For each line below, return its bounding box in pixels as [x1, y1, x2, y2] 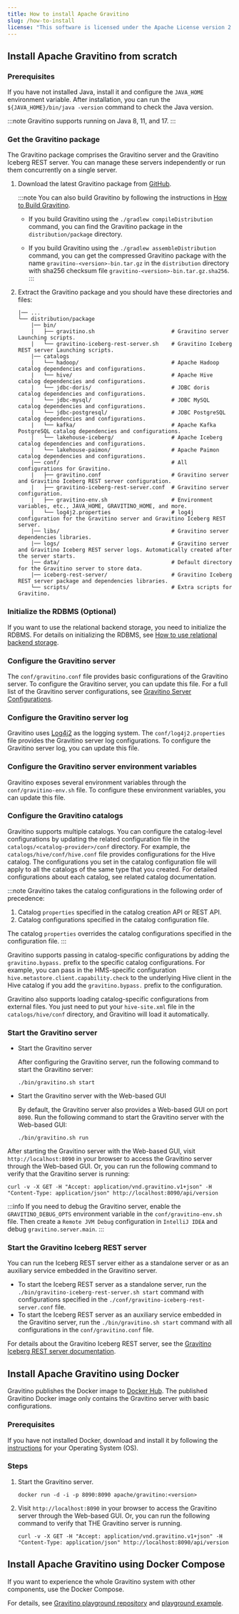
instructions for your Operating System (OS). [7, 1444, 139, 1452]
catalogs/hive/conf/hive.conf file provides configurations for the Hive [7, 849, 215, 858]
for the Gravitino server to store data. [17, 565, 143, 573]
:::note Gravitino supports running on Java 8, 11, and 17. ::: [7, 117, 176, 126]
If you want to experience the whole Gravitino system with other [7, 1577, 196, 1585]
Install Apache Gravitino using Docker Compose [7, 1558, 225, 1570]
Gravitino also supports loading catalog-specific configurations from [7, 994, 209, 1003]
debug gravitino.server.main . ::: [7, 1225, 105, 1234]
